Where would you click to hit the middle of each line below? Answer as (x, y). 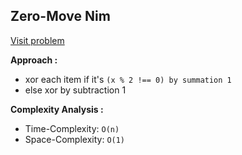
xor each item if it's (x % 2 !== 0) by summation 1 (128, 79)
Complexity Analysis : (57, 109)
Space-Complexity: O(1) (75, 139)
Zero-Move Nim (60, 16)
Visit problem (37, 40)
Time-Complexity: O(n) (72, 128)
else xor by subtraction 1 (75, 90)
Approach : (34, 60)
